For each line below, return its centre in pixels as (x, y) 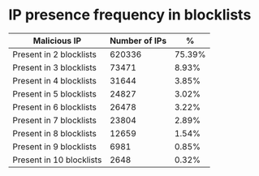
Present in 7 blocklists (55, 120)
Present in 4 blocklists (55, 80)
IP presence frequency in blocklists (130, 15)
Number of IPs (138, 41)
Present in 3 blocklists (55, 67)
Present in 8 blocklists (55, 133)
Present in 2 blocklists (55, 54)
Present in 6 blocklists (55, 107)
